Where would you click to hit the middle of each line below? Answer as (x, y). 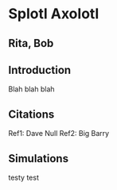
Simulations (39, 159)
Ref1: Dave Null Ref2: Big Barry (59, 134)
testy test (24, 178)
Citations (31, 114)
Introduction (40, 70)
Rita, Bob (31, 43)
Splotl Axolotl (54, 14)
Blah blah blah (31, 89)
